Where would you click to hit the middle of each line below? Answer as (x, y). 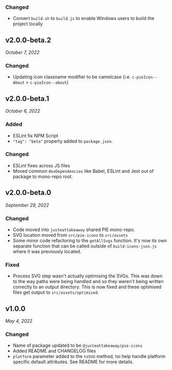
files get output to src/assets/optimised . (56, 292)
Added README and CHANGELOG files (54, 351)
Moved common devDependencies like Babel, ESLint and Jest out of (83, 171)
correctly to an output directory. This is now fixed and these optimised (87, 287)
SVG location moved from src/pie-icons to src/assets (70, 235)
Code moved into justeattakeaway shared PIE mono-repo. (74, 230)
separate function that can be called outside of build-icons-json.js (85, 246)
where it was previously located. (47, 251)
